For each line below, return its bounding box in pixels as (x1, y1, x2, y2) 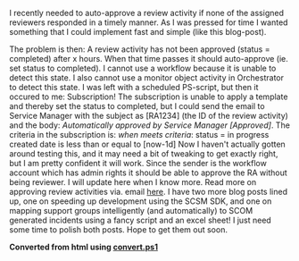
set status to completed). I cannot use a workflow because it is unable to (9, 63, 277, 73)
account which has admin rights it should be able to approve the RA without (9, 167, 287, 178)
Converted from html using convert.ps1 (9, 241, 159, 252)
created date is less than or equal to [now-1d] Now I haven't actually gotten (9, 139, 286, 149)
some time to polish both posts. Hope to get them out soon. (9, 224, 228, 235)
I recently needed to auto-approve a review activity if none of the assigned (9, 8, 284, 18)
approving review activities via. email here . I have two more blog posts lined (9, 187, 288, 197)
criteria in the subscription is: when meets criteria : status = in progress (9, 130, 270, 139)
